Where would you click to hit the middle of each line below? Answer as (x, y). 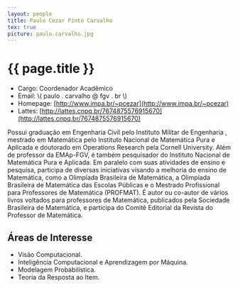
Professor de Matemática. (45, 215)
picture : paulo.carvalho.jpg (50, 34)
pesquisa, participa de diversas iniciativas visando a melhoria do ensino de (117, 170)
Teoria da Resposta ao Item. (59, 277)
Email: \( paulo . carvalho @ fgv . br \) (72, 96)
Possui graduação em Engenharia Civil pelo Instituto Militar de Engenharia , (117, 133)
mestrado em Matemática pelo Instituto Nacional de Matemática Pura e (111, 140)
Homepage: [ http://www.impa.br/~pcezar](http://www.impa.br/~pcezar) (123, 104)
